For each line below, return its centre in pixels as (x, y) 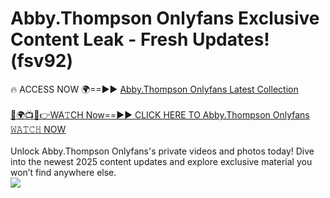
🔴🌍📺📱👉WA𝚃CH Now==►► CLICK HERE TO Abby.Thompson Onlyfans (160, 114)
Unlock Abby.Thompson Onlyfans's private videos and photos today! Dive (162, 151)
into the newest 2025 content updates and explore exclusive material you (161, 161)
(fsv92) (42, 61)
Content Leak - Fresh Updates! (140, 39)
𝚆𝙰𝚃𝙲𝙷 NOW (38, 129)
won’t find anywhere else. (63, 172)
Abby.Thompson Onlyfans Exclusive (165, 18)
